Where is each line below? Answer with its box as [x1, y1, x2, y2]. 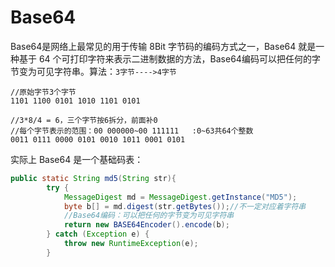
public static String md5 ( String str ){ [10, 173, 177, 183]
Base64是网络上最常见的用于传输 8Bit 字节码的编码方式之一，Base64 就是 [10, 40, 317, 52]
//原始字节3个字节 [10, 87, 77, 97]
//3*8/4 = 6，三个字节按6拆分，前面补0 [10, 115, 158, 125]
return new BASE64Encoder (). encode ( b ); [63, 220, 230, 230]
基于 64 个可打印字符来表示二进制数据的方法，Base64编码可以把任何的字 [18, 52, 321, 65]
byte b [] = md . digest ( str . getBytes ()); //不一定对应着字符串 [63, 201, 307, 211]
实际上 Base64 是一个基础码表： [10, 153, 144, 165]
